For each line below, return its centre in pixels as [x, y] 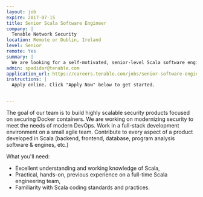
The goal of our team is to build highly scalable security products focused [98, 113]
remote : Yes [21, 51]
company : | [20, 29]
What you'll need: [28, 157]
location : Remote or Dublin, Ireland [54, 40]
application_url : [28, 74]
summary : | [20, 57]
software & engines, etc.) [37, 145]
